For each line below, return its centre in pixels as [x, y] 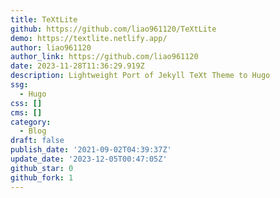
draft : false [37, 141]
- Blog [33, 131]
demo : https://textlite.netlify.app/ [89, 38]
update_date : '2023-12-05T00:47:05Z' [89, 159]
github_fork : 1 [42, 177]
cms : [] [26, 112]
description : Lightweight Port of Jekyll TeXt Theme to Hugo [140, 76]
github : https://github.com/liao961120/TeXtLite [113, 29]
